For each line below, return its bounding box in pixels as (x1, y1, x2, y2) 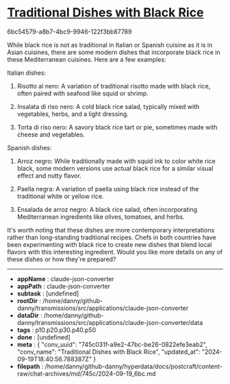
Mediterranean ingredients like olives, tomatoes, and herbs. (16, 213, 185, 221)
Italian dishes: (7, 69, 47, 77)
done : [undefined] (16, 333, 71, 341)
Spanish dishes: (7, 143, 53, 152)
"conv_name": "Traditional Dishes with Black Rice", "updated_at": (16, 348, 201, 356)
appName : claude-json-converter (16, 274, 114, 283)
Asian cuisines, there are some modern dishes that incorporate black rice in (7, 48, 220, 56)
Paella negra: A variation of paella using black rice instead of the (16, 184, 199, 193)
